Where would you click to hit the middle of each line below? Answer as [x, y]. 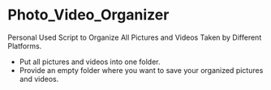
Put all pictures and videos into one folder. [90, 62]
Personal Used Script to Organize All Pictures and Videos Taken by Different [135, 37]
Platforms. [25, 45]
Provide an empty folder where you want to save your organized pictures [141, 70]
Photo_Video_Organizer [88, 15]
